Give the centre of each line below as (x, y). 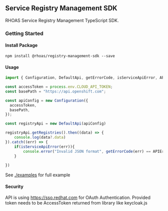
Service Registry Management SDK (61, 8)
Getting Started (24, 33)
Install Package (21, 45)
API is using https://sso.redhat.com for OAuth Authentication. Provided (78, 197)
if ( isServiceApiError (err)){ (44, 147)
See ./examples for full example (38, 175)
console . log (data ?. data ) (40, 138)
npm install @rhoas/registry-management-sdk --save (60, 56)
